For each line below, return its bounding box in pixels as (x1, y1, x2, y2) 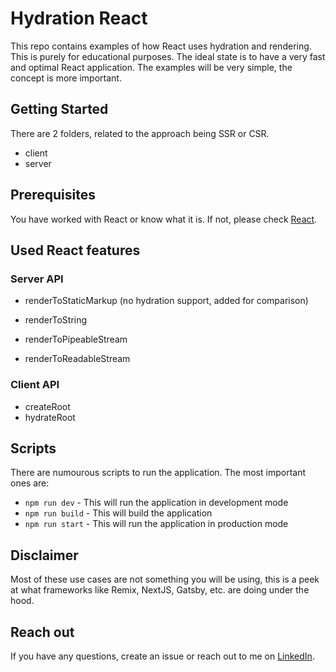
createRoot (24, 400, 71, 412)
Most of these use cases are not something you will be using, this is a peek (10, 573, 320, 586)
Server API (10, 272, 64, 286)
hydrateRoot (24, 411, 76, 423)
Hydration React (10, 7, 148, 30)
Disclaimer (10, 547, 79, 564)
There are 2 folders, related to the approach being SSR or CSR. (10, 127, 270, 139)
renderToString (24, 314, 88, 326)
